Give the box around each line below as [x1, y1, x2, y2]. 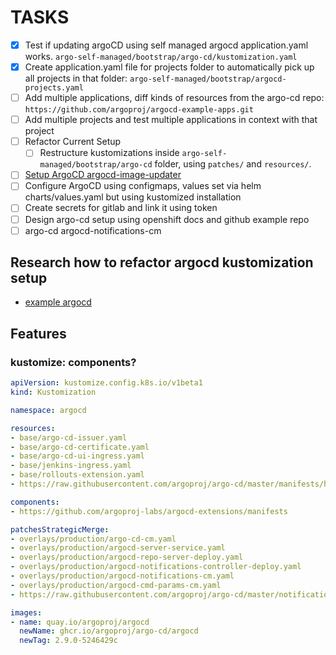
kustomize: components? [10, 355, 137, 369]
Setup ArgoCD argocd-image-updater [24, 169, 182, 181]
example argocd [24, 296, 92, 308]
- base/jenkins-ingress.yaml [10, 461, 132, 471]
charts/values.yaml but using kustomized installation [24, 191, 242, 203]
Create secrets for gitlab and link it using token [24, 202, 218, 214]
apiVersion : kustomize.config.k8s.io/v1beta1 [10, 378, 203, 388]
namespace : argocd [10, 405, 87, 415]
